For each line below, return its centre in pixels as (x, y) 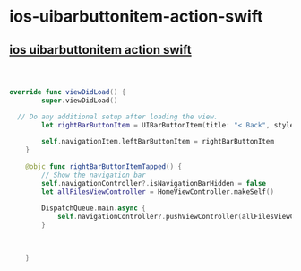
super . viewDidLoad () (80, 101)
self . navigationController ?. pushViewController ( (150, 217)
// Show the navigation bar (94, 175)
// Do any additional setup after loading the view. (118, 117)
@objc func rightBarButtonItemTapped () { (103, 167)
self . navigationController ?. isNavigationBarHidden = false (154, 183)
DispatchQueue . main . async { (94, 208)
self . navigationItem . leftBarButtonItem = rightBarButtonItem (158, 142)
